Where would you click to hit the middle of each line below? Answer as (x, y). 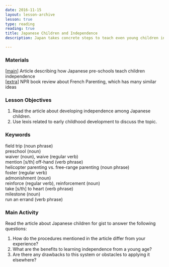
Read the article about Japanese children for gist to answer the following (80, 223)
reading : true (20, 29)
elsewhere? (24, 260)
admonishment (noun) (28, 178)
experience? (25, 244)
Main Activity (22, 212)
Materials (17, 60)
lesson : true (19, 19)
